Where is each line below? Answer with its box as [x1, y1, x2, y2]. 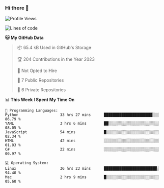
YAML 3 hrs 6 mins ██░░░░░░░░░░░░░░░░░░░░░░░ [5, 121, 160, 126]
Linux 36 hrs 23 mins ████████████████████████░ [5, 166, 160, 171]
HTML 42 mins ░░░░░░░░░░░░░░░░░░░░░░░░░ [5, 138, 160, 144]
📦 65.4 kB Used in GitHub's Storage [17, 44, 92, 51]
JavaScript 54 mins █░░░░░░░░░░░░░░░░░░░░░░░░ [5, 130, 160, 135]
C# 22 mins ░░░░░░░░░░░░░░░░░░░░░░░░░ [5, 147, 160, 152]
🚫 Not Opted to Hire [17, 68, 57, 74]
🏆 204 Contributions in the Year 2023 [17, 56, 95, 62]
